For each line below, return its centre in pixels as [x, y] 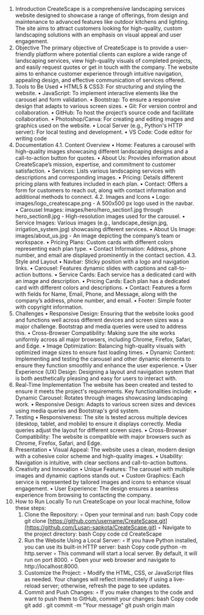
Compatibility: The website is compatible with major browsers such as [103, 437]
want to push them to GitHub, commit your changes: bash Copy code [111, 599]
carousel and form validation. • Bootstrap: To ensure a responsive [98, 99]
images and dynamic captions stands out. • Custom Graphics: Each [100, 476]
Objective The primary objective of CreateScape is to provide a [94, 48]
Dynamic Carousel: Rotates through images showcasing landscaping [101, 398]
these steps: [31, 508]
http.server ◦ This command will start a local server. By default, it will [111, 553]
